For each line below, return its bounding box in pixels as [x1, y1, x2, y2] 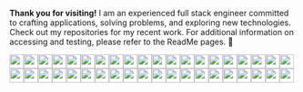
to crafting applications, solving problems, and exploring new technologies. [9, 17, 291, 28]
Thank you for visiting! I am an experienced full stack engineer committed [9, 8, 289, 18]
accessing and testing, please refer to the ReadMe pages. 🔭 [9, 36, 234, 47]
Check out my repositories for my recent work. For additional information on [9, 27, 294, 37]
